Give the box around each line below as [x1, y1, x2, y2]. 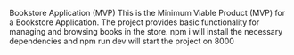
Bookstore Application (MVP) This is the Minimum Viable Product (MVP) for [9, 8, 286, 18]
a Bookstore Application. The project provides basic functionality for [9, 17, 260, 27]
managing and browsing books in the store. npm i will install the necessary [9, 27, 283, 36]
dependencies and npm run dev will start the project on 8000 [9, 35, 234, 46]
